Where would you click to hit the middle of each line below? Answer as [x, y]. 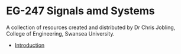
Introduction [30, 45]
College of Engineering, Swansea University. [60, 33]
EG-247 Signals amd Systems [80, 11]
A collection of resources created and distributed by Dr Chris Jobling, [91, 27]
